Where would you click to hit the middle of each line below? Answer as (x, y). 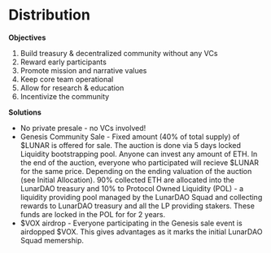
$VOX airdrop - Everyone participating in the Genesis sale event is (131, 223)
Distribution (50, 15)
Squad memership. (52, 240)
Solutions (25, 112)
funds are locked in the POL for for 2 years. (92, 214)
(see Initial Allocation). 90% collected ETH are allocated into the (127, 180)
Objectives (27, 37)
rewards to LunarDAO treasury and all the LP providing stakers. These (137, 206)
